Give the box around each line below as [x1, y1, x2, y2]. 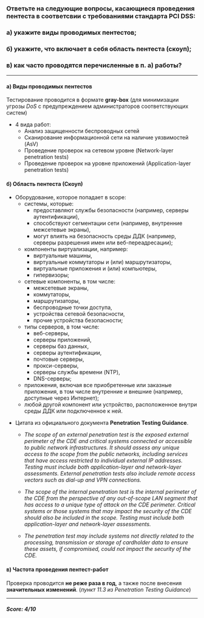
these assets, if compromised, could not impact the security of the [24, 545, 191, 553]
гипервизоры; [33, 271, 70, 279]
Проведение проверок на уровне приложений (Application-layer [24, 160, 191, 167]
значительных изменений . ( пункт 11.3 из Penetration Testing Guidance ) [6, 586, 191, 593]
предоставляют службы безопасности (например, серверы [33, 207, 189, 214]
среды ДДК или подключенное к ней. [24, 407, 123, 415]
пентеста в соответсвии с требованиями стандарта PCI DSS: [6, 12, 196, 20]
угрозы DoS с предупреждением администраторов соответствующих [6, 102, 189, 110]
